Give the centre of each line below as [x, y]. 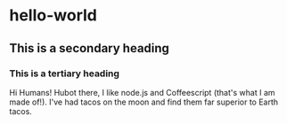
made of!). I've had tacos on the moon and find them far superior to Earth [144, 102]
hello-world [53, 15]
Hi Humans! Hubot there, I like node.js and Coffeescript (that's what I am [142, 92]
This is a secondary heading [89, 48]
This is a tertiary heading [65, 74]
